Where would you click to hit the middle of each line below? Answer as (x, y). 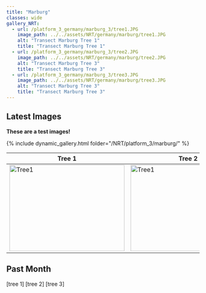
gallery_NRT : (23, 23)
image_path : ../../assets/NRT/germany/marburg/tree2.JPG (92, 58)
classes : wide (25, 18)
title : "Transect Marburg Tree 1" (61, 47)
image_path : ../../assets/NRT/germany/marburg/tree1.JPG (92, 35)
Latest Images (34, 117)
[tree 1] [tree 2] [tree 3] (36, 284)
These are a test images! (38, 131)
